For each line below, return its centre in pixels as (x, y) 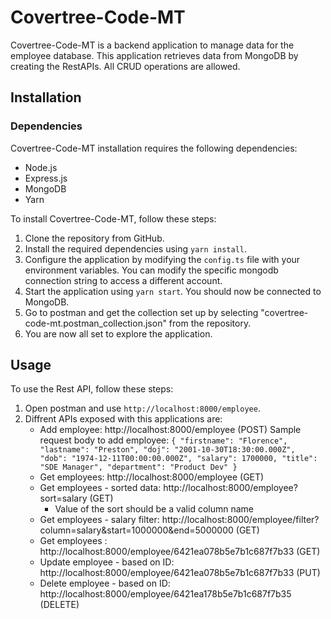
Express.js (46, 178)
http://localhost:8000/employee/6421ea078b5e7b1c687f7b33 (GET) (180, 552)
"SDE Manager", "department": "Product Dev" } (138, 467)
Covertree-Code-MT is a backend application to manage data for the (152, 45)
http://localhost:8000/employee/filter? (240, 520)
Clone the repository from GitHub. (94, 238)
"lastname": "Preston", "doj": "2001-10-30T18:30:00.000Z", (167, 450)
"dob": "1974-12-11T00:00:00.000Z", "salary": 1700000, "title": (178, 459)
